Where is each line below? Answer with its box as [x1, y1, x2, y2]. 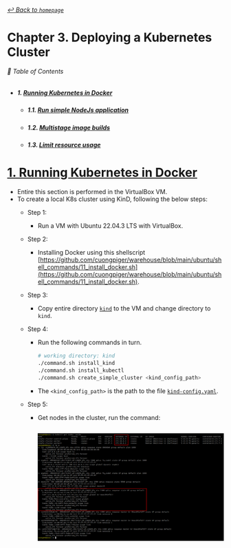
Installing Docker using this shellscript [37, 249, 146, 257]
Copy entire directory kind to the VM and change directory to [37, 304, 211, 313]
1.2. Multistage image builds [27, 123, 111, 131]
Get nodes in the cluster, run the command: [37, 413, 161, 421]
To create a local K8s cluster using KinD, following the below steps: [16, 195, 208, 203]
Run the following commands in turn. [37, 338, 142, 347]
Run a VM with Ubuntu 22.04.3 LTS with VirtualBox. [37, 222, 184, 230]
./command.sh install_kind [37, 359, 115, 366]
